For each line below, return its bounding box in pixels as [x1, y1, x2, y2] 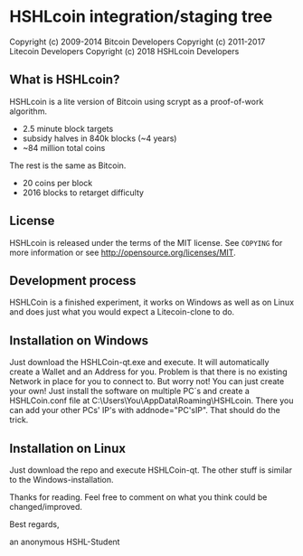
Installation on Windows [9, 333, 149, 348]
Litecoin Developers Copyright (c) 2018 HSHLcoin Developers [9, 45, 240, 56]
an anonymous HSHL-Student [9, 536, 120, 547]
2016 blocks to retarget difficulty [22, 187, 145, 198]
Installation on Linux [9, 440, 127, 456]
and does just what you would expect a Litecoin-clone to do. [9, 306, 235, 317]
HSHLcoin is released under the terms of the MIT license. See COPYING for [9, 237, 283, 248]
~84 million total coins [22, 142, 106, 153]
